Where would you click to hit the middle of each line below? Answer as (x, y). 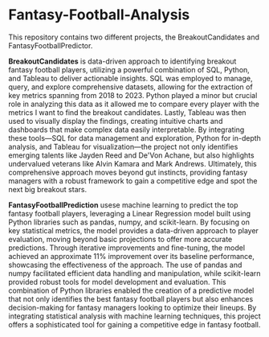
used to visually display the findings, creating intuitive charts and (116, 121)
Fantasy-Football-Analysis (99, 15)
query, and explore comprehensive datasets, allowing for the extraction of (130, 87)
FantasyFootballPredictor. (51, 45)
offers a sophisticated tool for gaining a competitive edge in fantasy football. (134, 324)
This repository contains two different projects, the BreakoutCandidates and (134, 37)
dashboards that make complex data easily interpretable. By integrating (126, 129)
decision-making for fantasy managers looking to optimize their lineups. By (132, 307)
